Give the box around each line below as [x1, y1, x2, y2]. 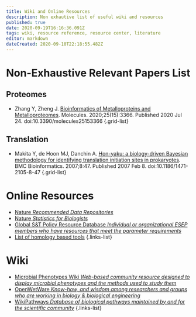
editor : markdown [6, 36, 49, 42]
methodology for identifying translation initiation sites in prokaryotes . [14, 156, 181, 163]
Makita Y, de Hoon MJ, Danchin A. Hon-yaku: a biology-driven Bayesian [14, 150, 188, 157]
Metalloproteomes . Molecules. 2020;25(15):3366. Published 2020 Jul [14, 111, 183, 118]
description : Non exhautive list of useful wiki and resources [6, 14, 164, 20]
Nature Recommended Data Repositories [14, 208, 114, 215]
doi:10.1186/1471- [147, 162, 188, 170]
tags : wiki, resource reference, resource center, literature [6, 30, 161, 36]
